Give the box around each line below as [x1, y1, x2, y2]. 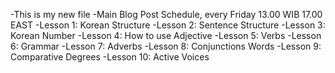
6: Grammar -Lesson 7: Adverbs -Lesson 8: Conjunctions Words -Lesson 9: [10, 40, 322, 52]
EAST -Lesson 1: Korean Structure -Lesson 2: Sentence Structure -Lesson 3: [10, 19, 326, 31]
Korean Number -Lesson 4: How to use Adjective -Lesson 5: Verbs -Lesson [10, 30, 322, 41]
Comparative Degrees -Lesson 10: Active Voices [10, 51, 210, 63]
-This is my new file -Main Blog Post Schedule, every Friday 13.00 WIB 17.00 [10, 9, 323, 20]
